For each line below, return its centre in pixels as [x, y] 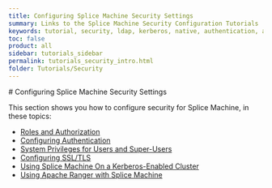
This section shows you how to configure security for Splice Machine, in [129, 107]
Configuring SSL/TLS [55, 157]
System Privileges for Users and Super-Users [96, 149]
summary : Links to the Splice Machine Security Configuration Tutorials [134, 23]
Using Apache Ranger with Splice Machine [91, 174]
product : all [30, 46]
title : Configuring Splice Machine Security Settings [101, 16]
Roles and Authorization [60, 131]
